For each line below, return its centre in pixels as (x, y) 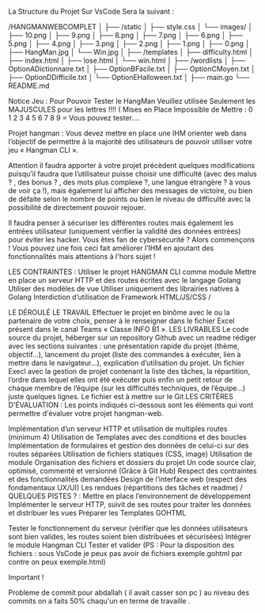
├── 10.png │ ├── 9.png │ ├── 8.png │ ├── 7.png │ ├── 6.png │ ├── (125, 35)
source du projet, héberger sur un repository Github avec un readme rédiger (132, 337)
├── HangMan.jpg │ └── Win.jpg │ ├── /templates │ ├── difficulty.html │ (131, 52)
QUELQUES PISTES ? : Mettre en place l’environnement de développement (130, 496)
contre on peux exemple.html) (57, 562)
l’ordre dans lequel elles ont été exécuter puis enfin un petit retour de (121, 380)
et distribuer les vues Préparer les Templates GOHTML (97, 513)
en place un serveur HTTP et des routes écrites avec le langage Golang (125, 280)
